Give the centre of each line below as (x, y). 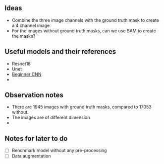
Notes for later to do (36, 138)
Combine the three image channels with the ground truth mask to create (85, 20)
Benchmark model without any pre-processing (59, 151)
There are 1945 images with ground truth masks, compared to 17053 (82, 107)
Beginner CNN (27, 74)
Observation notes (34, 95)
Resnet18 (21, 64)
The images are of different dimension (51, 118)
